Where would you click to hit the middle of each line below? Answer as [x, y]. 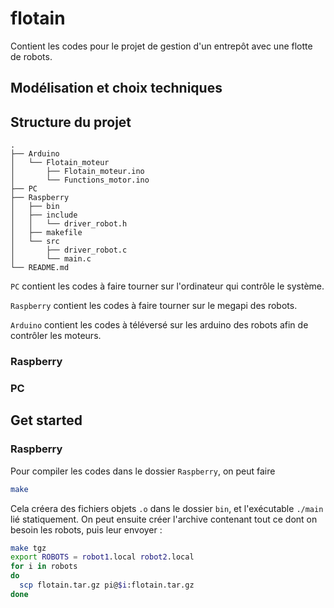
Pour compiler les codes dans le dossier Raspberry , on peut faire [143, 471]
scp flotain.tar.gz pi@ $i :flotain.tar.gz [107, 585]
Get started [46, 420]
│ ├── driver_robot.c [69, 250]
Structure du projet [71, 122]
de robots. [31, 56]
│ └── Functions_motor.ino [80, 180]
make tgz [28, 548]
